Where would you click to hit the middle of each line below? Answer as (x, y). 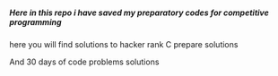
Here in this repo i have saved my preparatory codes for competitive (139, 13)
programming (35, 21)
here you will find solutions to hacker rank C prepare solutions (124, 44)
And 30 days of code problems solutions (84, 62)
